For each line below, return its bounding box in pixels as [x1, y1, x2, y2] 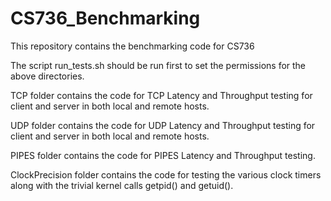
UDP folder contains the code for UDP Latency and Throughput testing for [10, 119, 316, 131]
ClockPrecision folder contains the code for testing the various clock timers [10, 168, 322, 181]
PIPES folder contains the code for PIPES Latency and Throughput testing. [10, 149, 316, 161]
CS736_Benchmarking [10, 7, 201, 30]
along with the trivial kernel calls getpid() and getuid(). [10, 179, 234, 191]
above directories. [10, 70, 85, 82]
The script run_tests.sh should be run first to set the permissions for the [10, 59, 307, 71]
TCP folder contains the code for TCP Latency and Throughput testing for [10, 89, 313, 101]
